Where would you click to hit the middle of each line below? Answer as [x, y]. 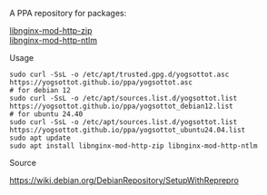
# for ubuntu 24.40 [46, 114]
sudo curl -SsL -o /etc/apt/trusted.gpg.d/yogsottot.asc [119, 74]
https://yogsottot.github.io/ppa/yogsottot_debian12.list [121, 106]
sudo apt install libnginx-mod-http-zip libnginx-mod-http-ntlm [133, 146]
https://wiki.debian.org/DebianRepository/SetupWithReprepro [124, 180]
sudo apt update [40, 138]
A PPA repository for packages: [68, 13]
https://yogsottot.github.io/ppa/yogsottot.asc [101, 83]
